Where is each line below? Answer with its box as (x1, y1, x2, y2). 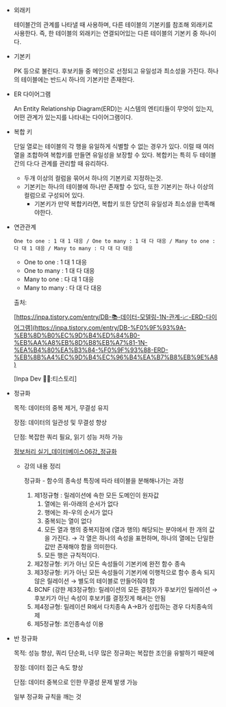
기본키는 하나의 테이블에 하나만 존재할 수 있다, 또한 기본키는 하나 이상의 (23, 182, 214, 191)
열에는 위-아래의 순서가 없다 (44, 500, 118, 507)
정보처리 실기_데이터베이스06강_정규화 (13, 448, 118, 455)
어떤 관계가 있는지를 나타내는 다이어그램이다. (13, 113, 134, 121)
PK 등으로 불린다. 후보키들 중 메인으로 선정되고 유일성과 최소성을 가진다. (13, 67, 207, 75)
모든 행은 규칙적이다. (44, 551, 100, 559)
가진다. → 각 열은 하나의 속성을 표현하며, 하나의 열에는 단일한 (51, 534, 214, 542)
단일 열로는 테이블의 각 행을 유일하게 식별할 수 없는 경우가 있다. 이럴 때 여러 (13, 143, 214, 150)
